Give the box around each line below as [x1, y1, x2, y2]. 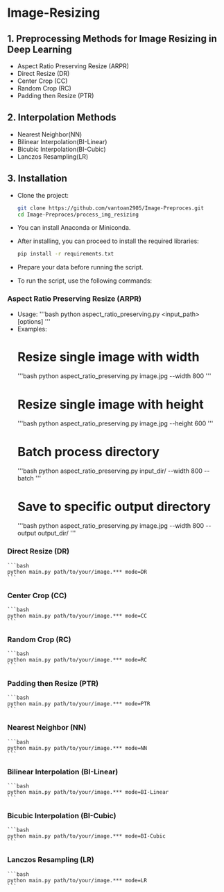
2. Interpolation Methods [7, 111, 117, 123]
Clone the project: [17, 191, 69, 199]
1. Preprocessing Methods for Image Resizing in [7, 33, 217, 45]
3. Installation [7, 173, 68, 185]
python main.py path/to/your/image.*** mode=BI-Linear [7, 789, 169, 796]
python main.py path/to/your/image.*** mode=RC [7, 657, 148, 664]
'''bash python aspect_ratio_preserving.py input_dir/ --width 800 [17, 467, 203, 475]
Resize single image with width [17, 349, 200, 365]
